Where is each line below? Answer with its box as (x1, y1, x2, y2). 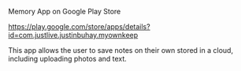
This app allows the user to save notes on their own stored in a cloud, (8, 46, 234, 54)
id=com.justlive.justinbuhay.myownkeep (8, 31, 139, 39)
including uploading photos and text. (8, 54, 128, 63)
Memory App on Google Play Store (8, 7, 121, 16)
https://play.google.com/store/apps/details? (8, 22, 151, 31)
